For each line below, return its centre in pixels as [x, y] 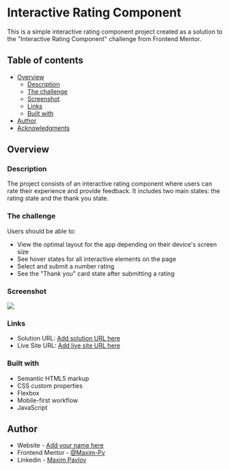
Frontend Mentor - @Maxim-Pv [61, 453]
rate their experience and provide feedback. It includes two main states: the [113, 191]
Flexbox [28, 393]
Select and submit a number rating [66, 266]
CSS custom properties [50, 386]
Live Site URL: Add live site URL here [69, 346]
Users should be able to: [42, 231]
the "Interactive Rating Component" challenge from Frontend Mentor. [104, 38]
